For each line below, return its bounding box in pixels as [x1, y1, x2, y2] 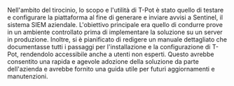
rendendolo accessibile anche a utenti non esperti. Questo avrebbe [20, 50, 214, 58]
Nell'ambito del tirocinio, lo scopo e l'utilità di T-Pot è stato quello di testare [7, 6, 224, 14]
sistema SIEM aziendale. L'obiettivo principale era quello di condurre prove [7, 21, 223, 28]
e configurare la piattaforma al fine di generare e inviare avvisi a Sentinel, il [7, 13, 223, 21]
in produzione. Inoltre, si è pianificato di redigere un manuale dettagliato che [7, 35, 228, 44]
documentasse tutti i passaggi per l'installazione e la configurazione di [7, 43, 211, 51]
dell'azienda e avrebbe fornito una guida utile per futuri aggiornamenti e [7, 65, 215, 73]
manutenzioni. [7, 72, 48, 80]
